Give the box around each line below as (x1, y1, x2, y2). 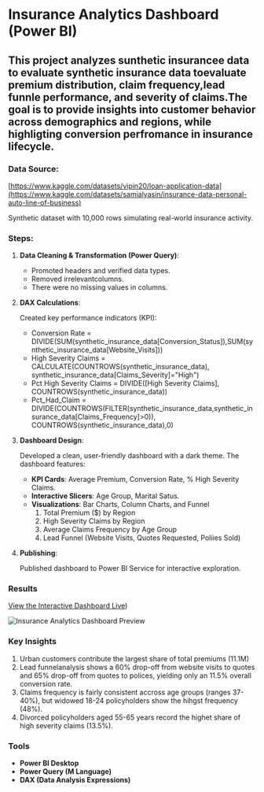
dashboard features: (19, 459, 86, 469)
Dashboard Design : (19, 435, 84, 446)
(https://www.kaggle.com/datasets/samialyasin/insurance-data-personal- (8, 189, 247, 198)
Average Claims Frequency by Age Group (42, 525, 178, 535)
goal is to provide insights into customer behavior (8, 102, 256, 116)
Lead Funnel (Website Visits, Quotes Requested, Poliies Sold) (42, 533, 241, 542)
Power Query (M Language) (19, 767, 112, 776)
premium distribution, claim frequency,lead (8, 78, 225, 91)
